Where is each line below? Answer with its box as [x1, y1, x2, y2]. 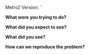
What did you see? [5, 34, 46, 40]
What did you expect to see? [5, 24, 67, 30]
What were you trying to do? [5, 14, 67, 20]
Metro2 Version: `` [5, 5, 43, 10]
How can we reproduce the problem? [5, 44, 85, 50]
